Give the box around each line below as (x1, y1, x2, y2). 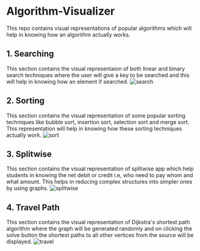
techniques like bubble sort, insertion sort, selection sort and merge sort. (6, 118, 190, 126)
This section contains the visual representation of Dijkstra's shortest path (6, 219, 190, 226)
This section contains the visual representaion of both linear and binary (6, 65, 185, 72)
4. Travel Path (6, 202, 60, 213)
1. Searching (6, 49, 54, 59)
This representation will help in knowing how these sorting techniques (6, 125, 182, 132)
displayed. (6, 238, 32, 246)
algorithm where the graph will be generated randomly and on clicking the (6, 225, 193, 233)
